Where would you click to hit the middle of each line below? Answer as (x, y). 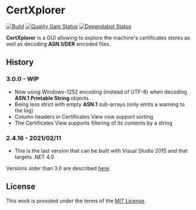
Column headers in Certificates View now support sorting (84, 116)
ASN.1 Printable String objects (51, 98)
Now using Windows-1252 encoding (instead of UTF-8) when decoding (101, 92)
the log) (24, 110)
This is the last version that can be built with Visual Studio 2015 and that (101, 150)
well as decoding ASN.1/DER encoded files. (59, 44)
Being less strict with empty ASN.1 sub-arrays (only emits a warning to (100, 104)
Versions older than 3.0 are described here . (59, 168)
